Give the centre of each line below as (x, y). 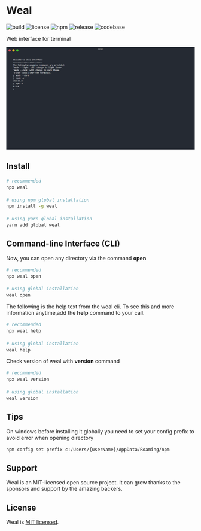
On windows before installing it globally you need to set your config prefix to (100, 431)
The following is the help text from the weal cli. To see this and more (90, 307)
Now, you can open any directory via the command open (76, 258)
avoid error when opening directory (50, 438)
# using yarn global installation (49, 219)
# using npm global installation (48, 200)
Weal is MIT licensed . (33, 522)
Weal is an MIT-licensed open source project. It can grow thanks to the (93, 483)
